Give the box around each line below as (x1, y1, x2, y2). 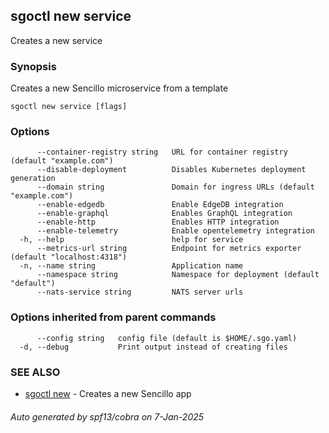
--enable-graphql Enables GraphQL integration (36, 209, 293, 219)
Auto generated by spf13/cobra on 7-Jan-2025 (10, 410, 205, 423)
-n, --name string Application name (19, 261, 244, 271)
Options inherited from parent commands (10, 310, 217, 324)
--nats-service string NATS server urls (36, 287, 244, 298)
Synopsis (10, 59, 57, 73)
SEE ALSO (10, 365, 61, 379)
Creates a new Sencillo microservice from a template (10, 82, 229, 94)
